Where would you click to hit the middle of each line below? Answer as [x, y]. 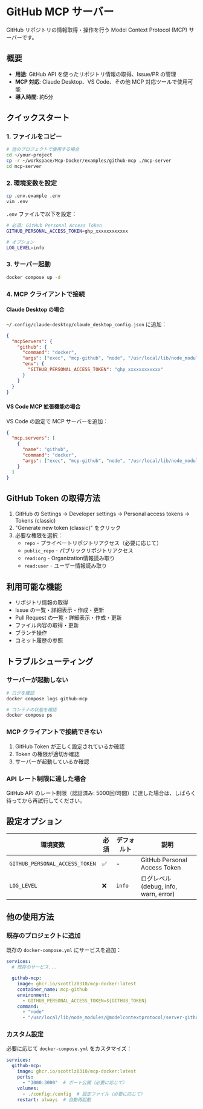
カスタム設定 [25, 1034]
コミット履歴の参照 [39, 640]
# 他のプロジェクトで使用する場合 [43, 149]
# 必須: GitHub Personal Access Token [54, 225]
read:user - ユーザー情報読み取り [66, 566]
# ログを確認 [20, 693]
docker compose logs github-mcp [47, 699]
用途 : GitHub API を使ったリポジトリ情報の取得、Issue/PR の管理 [95, 74]
